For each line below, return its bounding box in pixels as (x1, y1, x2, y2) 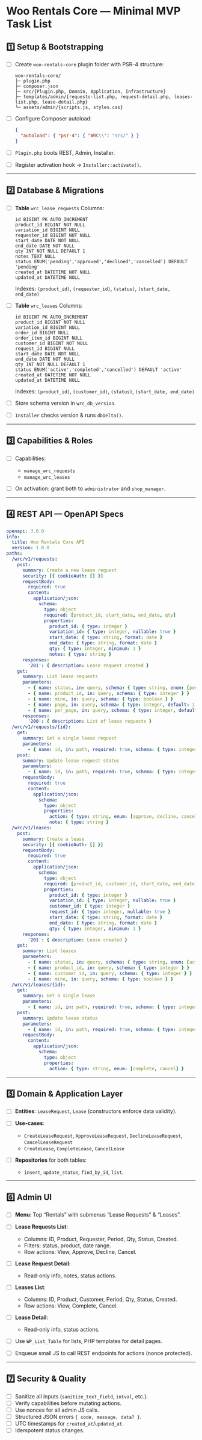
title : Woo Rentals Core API (11, 539, 85, 546)
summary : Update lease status (22, 1015, 98, 1021)
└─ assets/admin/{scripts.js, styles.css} (14, 104, 123, 111)
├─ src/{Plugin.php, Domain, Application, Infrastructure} (14, 89, 167, 95)
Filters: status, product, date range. (23, 1242, 111, 1249)
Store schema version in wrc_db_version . (14, 399, 116, 407)
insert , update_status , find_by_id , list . (23, 1168, 124, 1176)
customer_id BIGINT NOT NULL (14, 340, 88, 346)
